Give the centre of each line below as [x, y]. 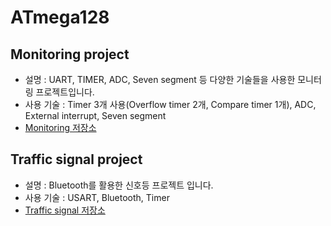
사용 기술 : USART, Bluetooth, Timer [97, 197]
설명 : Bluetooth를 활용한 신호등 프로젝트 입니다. [119, 185]
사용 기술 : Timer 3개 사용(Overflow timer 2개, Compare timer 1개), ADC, [170, 104]
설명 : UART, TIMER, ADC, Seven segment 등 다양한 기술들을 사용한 [160, 79]
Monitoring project [70, 54]
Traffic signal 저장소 [65, 210]
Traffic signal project [76, 159]
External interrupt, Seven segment [95, 115]
